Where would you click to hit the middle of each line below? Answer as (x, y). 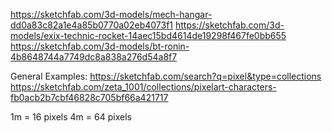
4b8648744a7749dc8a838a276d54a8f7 (94, 57)
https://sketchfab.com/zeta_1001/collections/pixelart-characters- (143, 87)
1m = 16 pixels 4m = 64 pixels (71, 117)
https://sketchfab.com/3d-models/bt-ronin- (100, 46)
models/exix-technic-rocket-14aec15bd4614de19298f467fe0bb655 (148, 35)
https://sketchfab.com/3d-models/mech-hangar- (111, 14)
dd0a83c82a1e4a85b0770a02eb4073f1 (92, 25)
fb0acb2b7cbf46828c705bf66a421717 (89, 97)
